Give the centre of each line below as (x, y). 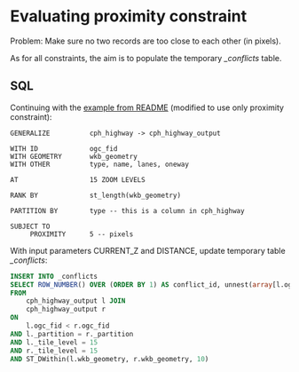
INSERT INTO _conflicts (54, 276)
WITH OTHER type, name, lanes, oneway (100, 164)
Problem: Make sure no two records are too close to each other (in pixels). (146, 41)
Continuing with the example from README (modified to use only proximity (147, 107)
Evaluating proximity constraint (129, 16)
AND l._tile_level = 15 (54, 342)
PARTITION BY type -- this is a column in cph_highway (127, 210)
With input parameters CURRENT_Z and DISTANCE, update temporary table (148, 250)
